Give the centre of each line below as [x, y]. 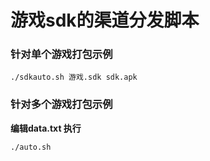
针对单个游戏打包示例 [61, 54]
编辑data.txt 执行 [46, 128]
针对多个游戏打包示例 [61, 104]
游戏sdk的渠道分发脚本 [105, 20]
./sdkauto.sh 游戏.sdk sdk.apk [74, 77]
